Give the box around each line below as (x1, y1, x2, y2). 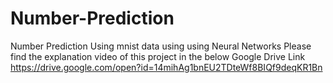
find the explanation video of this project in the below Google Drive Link (10, 50, 306, 62)
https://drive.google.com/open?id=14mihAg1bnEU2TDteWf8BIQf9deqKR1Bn (10, 61, 323, 73)
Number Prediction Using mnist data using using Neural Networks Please (10, 40, 312, 52)
